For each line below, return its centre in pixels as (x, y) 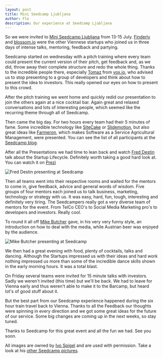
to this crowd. (19, 88)
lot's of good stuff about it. (32, 291)
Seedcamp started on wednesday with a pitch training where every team (78, 57)
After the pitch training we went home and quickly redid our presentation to (80, 97)
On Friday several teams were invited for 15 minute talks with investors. (76, 276)
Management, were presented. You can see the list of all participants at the (80, 138)
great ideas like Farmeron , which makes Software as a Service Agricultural (80, 132)
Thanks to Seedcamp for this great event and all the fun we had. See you (78, 331)
